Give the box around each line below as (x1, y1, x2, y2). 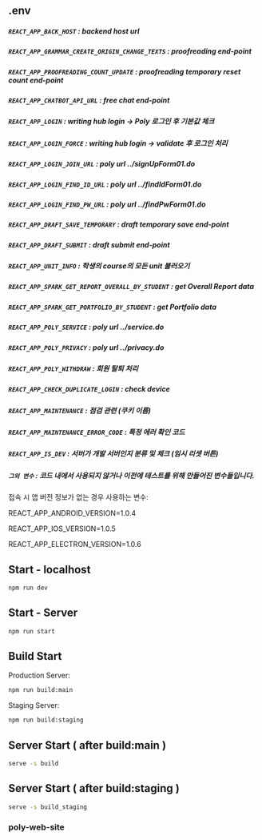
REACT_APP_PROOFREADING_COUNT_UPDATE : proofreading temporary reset (8, 66, 241, 76)
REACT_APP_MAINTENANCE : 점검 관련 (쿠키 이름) (8, 405, 152, 415)
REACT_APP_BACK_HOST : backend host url (8, 26, 140, 36)
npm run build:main (8, 686, 73, 694)
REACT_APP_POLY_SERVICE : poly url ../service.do (8, 322, 165, 332)
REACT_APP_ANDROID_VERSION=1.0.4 (8, 508, 137, 518)
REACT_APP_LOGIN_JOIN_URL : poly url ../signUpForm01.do (8, 159, 196, 169)
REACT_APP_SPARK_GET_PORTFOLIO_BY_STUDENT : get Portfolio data (8, 302, 217, 311)
